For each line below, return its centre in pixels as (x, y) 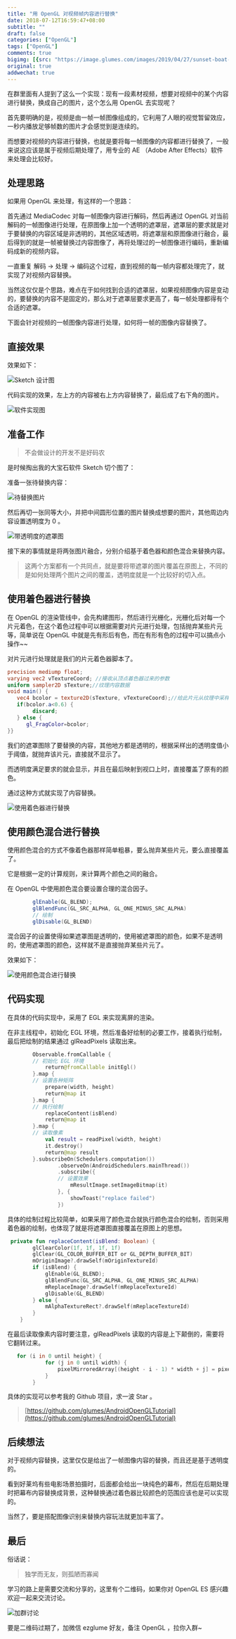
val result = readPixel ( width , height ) (103, 1140)
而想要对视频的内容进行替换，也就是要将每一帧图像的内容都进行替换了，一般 (118, 141)
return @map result (72, 1152)
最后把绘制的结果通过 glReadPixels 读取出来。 (74, 1041)
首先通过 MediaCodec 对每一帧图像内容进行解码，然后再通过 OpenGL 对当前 (118, 216)
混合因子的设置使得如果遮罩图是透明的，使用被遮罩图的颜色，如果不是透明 (115, 936)
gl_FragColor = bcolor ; (58, 724)
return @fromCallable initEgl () (91, 1067)
